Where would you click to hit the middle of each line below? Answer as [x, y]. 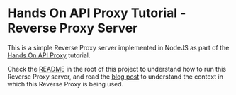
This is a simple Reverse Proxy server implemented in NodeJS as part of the [118, 47]
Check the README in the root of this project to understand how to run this [117, 69]
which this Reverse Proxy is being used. [66, 84]
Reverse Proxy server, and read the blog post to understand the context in [115, 77]
